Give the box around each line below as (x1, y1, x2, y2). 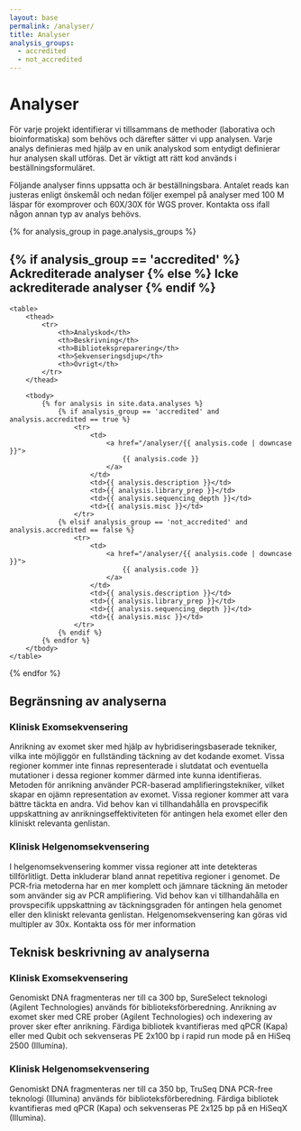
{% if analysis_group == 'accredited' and (57, 407, 220, 416)
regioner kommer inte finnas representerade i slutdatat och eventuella (9, 760, 269, 772)
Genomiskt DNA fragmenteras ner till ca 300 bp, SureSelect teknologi (9, 992, 268, 1003)
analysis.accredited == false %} (9, 525, 135, 534)
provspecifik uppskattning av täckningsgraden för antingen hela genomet (9, 899, 282, 910)
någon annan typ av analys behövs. (9, 209, 141, 219)
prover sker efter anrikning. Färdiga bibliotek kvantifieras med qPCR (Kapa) (9, 1021, 288, 1032)
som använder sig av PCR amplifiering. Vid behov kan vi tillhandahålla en (9, 890, 279, 901)
